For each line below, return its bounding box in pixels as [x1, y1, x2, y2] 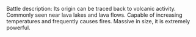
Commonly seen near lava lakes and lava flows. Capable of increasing [6, 11, 183, 18]
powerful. [6, 24, 31, 31]
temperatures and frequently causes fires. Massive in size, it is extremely [6, 18, 191, 24]
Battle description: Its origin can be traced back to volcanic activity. [6, 5, 176, 12]
